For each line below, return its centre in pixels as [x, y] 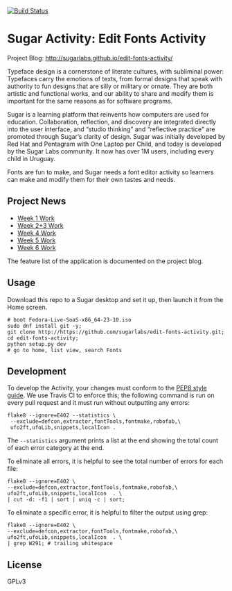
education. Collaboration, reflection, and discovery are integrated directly [112, 122]
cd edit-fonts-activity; [43, 338]
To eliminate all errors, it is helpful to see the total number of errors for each [115, 461]
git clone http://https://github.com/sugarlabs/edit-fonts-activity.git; [116, 332]
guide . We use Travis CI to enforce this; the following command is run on [111, 395]
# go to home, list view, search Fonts [65, 350]
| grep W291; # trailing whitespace [60, 544]
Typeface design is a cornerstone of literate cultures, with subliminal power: [115, 71]
